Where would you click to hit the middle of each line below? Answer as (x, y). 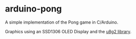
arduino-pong (33, 9)
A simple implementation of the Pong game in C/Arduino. (62, 22)
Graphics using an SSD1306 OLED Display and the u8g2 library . (68, 31)
